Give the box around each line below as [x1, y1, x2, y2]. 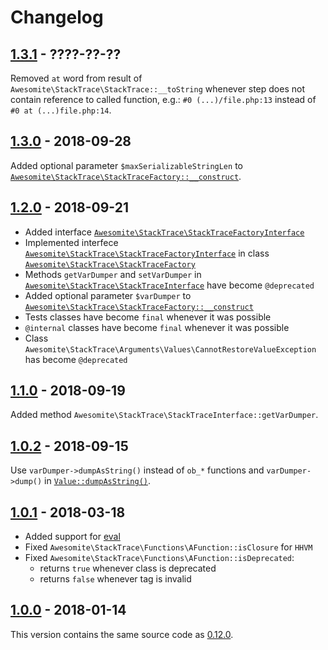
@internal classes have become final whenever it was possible [24, 321, 290, 333]
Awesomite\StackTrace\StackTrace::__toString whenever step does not [10, 83, 305, 95]
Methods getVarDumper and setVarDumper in [24, 268, 202, 280]
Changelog [10, 6, 104, 29]
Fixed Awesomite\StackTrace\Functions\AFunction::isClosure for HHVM [24, 541, 313, 553]
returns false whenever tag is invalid [39, 573, 192, 585]
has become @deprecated [24, 353, 128, 365]
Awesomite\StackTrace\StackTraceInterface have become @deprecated [24, 279, 315, 291]
